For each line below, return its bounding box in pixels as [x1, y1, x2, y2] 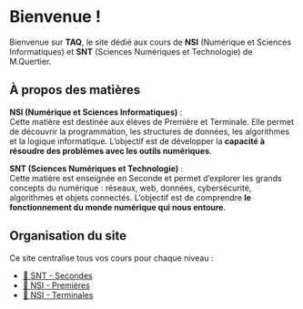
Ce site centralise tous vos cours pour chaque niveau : [9, 252, 214, 263]
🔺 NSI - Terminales [22, 289, 94, 300]
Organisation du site [9, 228, 127, 243]
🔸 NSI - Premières [22, 280, 91, 291]
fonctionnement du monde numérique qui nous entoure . [9, 201, 226, 212]
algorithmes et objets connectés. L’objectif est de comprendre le [9, 191, 252, 202]
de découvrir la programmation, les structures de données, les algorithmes [9, 126, 290, 137]
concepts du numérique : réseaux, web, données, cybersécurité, [9, 182, 252, 193]
